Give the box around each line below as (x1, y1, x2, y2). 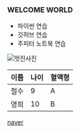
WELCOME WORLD (7, 5, 73, 15)
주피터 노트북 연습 (17, 39, 66, 48)
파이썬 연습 (17, 22, 48, 30)
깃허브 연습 (17, 30, 48, 39)
